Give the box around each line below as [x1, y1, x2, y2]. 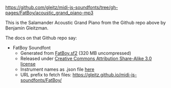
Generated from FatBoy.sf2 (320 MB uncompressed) [20, 50, 132, 56]
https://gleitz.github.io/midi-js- [72, 72, 137, 78]
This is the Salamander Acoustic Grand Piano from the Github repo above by [5, 20, 166, 25]
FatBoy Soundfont [12, 45, 51, 50]
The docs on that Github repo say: [5, 35, 78, 41]
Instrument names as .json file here [20, 66, 94, 72]
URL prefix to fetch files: [20, 72, 71, 78]
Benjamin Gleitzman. [5, 25, 48, 31]
